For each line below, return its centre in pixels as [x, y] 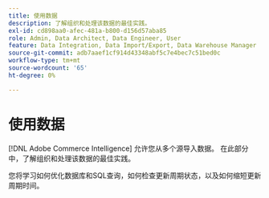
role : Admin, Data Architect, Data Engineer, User [95, 38]
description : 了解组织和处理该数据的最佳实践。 [79, 23]
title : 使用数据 [33, 16]
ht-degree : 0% [32, 75]
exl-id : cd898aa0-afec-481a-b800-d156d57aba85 [88, 30]
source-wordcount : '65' [48, 68]
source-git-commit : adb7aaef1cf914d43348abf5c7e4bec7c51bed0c [114, 53]
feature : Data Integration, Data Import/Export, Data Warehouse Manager [132, 46]
